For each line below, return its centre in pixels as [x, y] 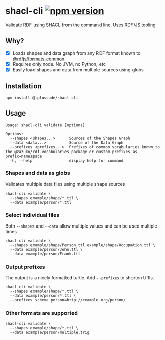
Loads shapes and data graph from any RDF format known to [76, 53]
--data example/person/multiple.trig [50, 332]
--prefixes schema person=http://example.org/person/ [68, 300]
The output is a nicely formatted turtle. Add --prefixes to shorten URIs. [80, 278]
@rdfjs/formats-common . [39, 59]
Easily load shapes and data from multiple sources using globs [78, 70]
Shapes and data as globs [38, 173]
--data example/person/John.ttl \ [46, 250]
